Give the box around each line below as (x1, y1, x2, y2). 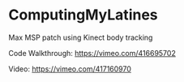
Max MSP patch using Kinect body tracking (8, 32, 153, 42)
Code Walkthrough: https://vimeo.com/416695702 (8, 48, 176, 58)
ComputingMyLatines (8, 6, 158, 24)
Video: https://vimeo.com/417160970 (8, 63, 132, 74)
